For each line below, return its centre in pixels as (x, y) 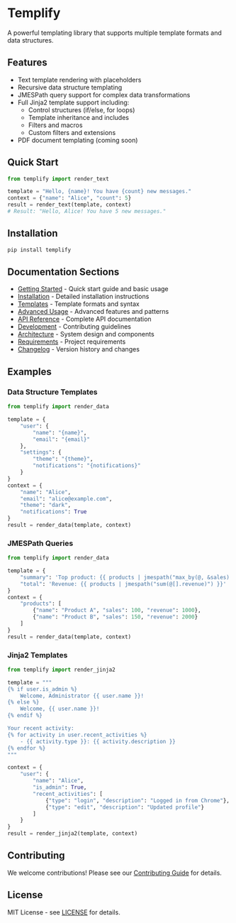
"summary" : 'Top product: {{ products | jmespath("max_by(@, (112, 577)
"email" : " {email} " (62, 439)
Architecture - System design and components (86, 334)
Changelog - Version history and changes (79, 349)
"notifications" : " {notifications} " (87, 466)
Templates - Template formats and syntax (78, 304)
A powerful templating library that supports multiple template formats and (114, 33)
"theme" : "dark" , (46, 506)
